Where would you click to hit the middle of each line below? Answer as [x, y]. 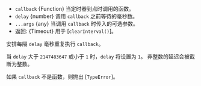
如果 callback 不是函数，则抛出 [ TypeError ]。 [62, 77]
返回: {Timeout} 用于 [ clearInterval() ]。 [66, 31]
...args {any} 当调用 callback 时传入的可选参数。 [76, 24]
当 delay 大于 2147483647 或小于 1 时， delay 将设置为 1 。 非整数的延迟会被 [98, 56]
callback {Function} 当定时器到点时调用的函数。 [74, 9]
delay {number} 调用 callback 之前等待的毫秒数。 [76, 16]
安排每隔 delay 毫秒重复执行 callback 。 [55, 44]
